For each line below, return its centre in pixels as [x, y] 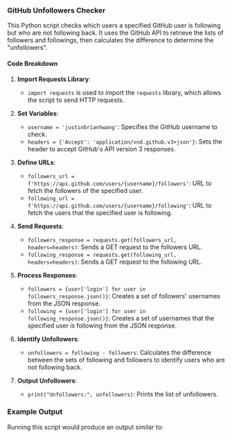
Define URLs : [36, 162]
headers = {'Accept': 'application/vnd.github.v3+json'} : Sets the [125, 142]
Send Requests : [41, 226]
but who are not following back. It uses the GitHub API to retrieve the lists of [115, 33]
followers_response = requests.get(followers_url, [102, 240]
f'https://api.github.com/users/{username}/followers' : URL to [119, 183]
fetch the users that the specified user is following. [100, 212]
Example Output [35, 412]
